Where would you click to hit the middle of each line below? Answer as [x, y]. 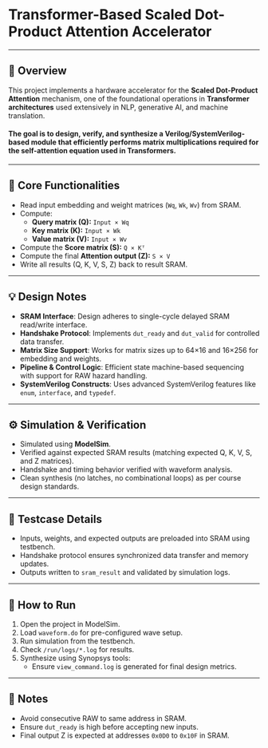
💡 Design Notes [47, 297]
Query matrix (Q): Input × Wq [80, 222]
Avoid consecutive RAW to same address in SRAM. [103, 718]
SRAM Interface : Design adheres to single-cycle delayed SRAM [124, 316]
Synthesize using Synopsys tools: [75, 658]
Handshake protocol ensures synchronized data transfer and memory [134, 556]
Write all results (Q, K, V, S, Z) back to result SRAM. [104, 264]
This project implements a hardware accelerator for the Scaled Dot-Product [133, 90]
